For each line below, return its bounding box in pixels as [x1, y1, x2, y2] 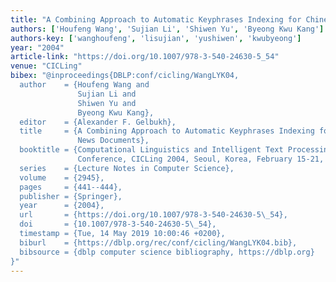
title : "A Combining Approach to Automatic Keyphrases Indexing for [10, 14, 302, 25]
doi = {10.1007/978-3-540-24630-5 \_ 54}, [19, 219, 217, 230]
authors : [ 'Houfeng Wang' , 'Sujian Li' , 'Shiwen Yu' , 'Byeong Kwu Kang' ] [10, 24, 325, 34]
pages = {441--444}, [19, 182, 123, 192]
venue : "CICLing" [10, 61, 83, 71]
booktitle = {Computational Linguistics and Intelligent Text [19, 145, 284, 155]
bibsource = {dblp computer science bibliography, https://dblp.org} [19, 247, 315, 257]
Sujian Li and [77, 89, 137, 99]
